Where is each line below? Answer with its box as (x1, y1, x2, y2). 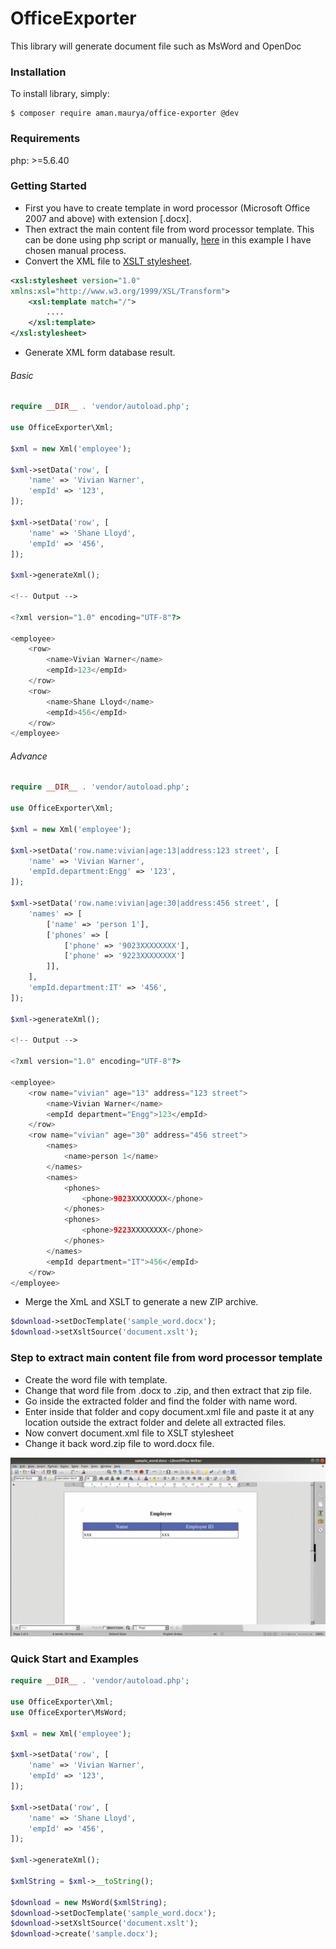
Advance (10, 750, 48, 762)
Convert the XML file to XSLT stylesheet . (24, 255, 193, 267)
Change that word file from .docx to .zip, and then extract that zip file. (24, 1384, 313, 1396)
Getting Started (10, 179, 87, 193)
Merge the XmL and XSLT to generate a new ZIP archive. (24, 1296, 259, 1308)
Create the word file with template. (24, 1373, 168, 1386)
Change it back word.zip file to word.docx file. (24, 1437, 215, 1449)
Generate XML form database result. (24, 347, 176, 359)
